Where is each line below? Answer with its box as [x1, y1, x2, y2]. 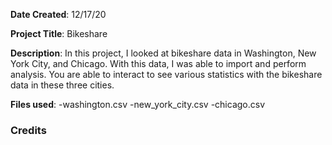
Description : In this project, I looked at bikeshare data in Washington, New [10, 47, 317, 59]
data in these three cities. [10, 79, 115, 91]
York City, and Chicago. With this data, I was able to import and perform [10, 58, 307, 69]
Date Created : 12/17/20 [10, 9, 107, 20]
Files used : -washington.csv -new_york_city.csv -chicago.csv [10, 99, 266, 110]
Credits [10, 123, 47, 137]
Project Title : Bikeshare [10, 28, 108, 39]
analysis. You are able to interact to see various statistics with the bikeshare [10, 69, 323, 80]
